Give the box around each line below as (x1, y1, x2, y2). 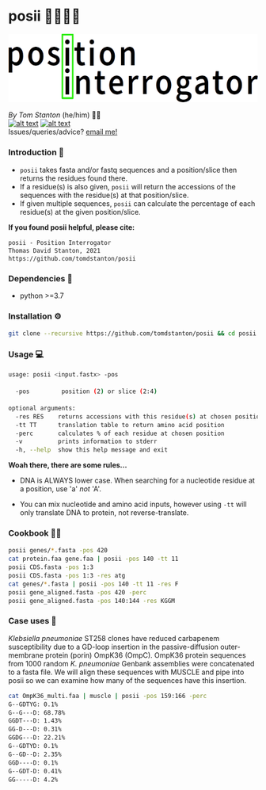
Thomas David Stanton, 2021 (8, 246, 101, 254)
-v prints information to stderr (15, 437, 158, 446)
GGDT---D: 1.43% (8, 717, 62, 725)
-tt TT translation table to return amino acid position (15, 421, 225, 429)
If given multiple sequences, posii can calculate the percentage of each (19, 198, 256, 208)
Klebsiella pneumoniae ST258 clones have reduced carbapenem (8, 633, 220, 643)
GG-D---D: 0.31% (8, 725, 62, 734)
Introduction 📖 (8, 147, 65, 158)
